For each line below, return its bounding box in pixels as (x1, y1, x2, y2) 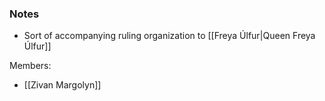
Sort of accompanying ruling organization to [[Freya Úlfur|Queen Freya (23, 30, 316, 42)
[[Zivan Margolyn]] (23, 79, 102, 91)
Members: (9, 60, 52, 72)
